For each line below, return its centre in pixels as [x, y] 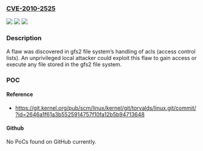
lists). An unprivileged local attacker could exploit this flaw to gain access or [101, 58]
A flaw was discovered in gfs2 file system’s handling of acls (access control [101, 51]
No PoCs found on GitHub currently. [51, 141]
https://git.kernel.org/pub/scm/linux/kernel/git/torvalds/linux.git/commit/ [105, 108]
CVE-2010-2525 [31, 8]
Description [24, 38]
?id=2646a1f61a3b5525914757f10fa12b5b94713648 [80, 114]
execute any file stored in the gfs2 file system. [64, 64]
